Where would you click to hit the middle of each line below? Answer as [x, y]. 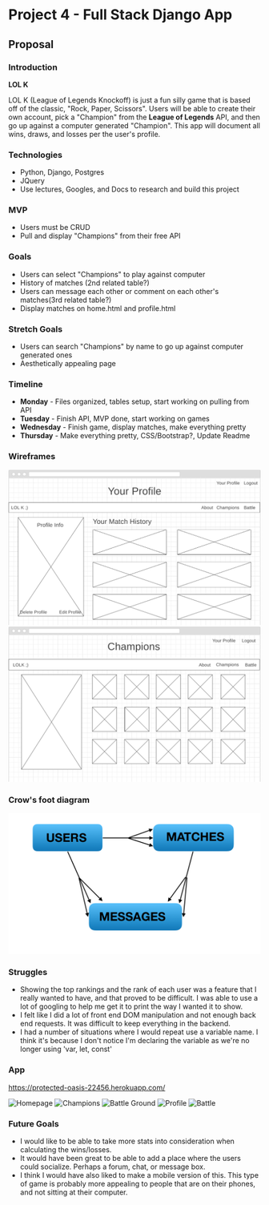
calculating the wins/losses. [66, 1150]
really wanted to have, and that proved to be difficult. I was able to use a [139, 998]
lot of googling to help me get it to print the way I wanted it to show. [131, 1006]
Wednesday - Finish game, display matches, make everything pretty [133, 427]
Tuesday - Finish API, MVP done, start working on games [115, 419]
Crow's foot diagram [49, 800]
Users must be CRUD [55, 228]
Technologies [35, 155]
